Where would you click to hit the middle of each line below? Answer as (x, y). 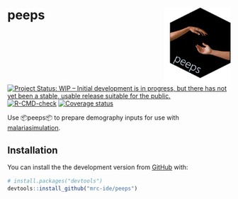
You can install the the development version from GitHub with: (98, 167)
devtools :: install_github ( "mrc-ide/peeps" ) (73, 188)
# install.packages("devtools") (55, 181)
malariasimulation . (34, 128)
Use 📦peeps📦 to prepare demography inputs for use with (93, 118)
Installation (33, 150)
